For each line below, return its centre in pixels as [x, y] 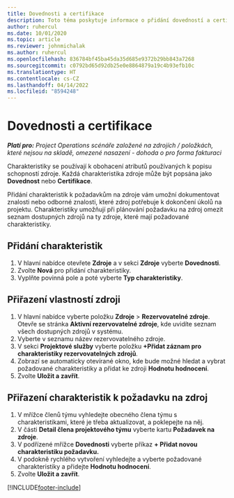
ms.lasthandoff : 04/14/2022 [48, 85]
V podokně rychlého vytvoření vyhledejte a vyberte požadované [109, 459]
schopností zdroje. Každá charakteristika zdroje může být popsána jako [110, 174]
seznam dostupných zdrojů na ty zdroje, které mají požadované [98, 217]
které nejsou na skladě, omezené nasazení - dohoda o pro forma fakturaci [114, 153]
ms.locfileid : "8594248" [43, 91]
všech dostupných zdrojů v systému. [70, 331]
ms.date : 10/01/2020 [37, 33]
